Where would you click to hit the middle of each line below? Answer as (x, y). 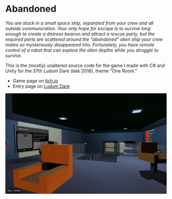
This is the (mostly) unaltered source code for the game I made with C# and (85, 65)
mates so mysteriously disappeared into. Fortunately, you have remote (80, 44)
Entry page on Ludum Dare (41, 86)
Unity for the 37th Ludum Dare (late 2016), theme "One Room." (71, 71)
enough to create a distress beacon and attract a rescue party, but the (80, 34)
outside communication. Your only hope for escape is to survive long (78, 28)
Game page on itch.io (35, 81)
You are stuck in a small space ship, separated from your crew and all (79, 23)
